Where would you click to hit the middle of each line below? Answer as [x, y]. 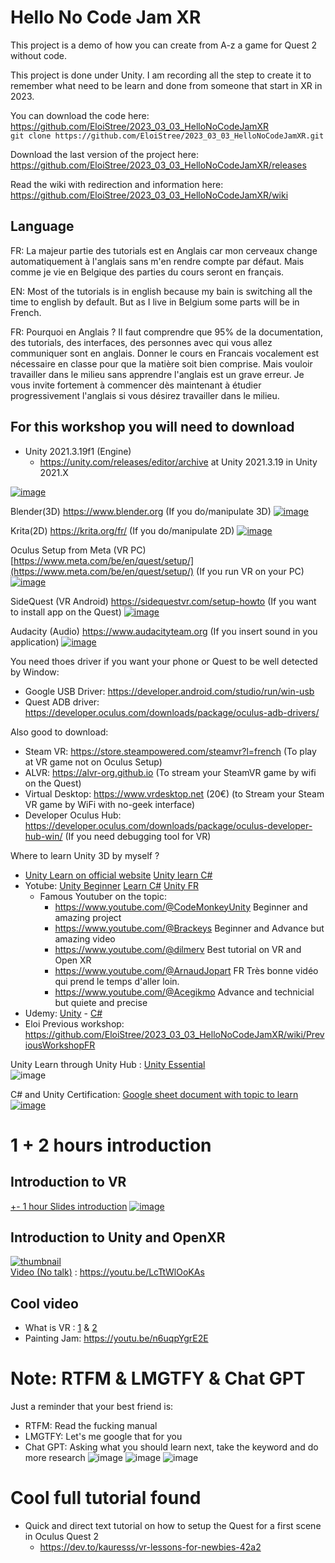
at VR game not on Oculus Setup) [93, 762]
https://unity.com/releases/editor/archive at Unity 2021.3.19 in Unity [178, 462]
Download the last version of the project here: [105, 154]
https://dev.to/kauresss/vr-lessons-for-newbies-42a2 [150, 1547]
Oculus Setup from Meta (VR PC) [78, 550]
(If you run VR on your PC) [250, 571]
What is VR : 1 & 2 [61, 1328]
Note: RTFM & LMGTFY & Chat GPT [158, 1378]
